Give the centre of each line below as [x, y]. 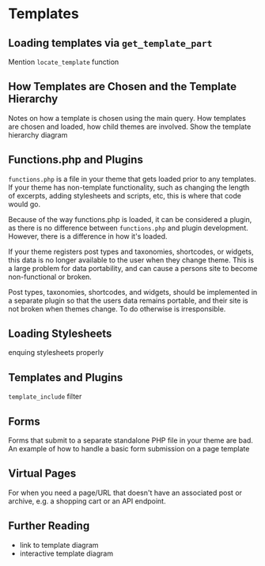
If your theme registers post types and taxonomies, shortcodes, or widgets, [131, 251]
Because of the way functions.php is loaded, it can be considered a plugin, [130, 219]
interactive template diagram [66, 553]
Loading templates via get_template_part [110, 43]
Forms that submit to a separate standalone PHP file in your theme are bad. [131, 440]
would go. [25, 204]
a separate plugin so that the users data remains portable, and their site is [128, 300]
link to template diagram [59, 545]
